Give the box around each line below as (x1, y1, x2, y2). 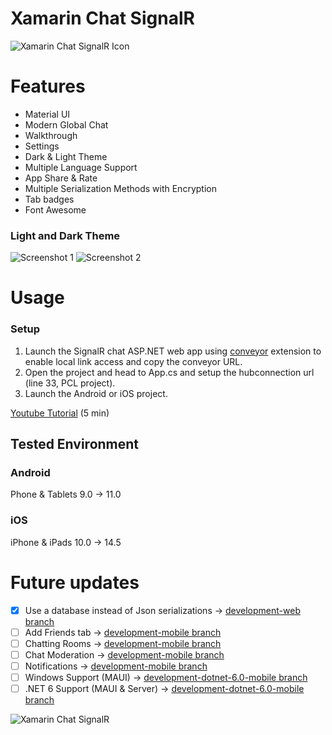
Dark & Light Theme (24, 150, 108, 162)
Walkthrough (24, 129, 78, 141)
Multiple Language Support (24, 161, 138, 173)
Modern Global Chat (24, 118, 109, 131)
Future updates (10, 571, 140, 594)
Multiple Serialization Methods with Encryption (24, 182, 217, 194)
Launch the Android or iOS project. (24, 387, 168, 399)
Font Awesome (24, 203, 87, 216)
